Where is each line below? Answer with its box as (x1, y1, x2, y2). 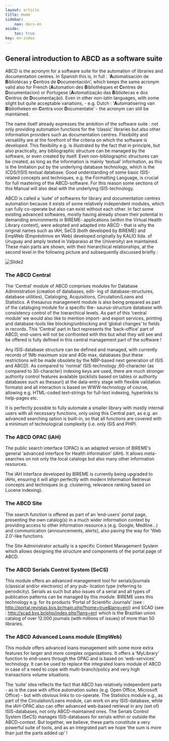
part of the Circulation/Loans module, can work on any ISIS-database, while (5, 697, 163, 704)
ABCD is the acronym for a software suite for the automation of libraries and (5, 68, 163, 74)
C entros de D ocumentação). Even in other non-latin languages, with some (5, 95, 159, 101)
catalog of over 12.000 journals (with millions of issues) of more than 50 (5, 615, 155, 621)
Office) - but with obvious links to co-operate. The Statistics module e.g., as (5, 692, 163, 698)
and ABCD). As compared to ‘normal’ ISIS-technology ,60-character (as (5, 363, 154, 369)
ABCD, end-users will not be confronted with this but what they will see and (5, 331, 162, 337)
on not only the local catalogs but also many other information (25, 456, 155, 462)
